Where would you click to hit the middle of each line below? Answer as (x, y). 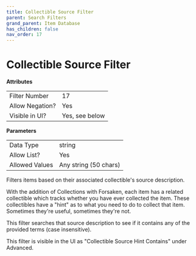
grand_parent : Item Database (43, 23)
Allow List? (25, 155)
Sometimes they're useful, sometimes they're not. (69, 212)
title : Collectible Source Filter (50, 12)
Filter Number (29, 96)
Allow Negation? (33, 106)
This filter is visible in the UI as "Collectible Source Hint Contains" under (96, 241)
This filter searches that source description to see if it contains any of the (98, 223)
